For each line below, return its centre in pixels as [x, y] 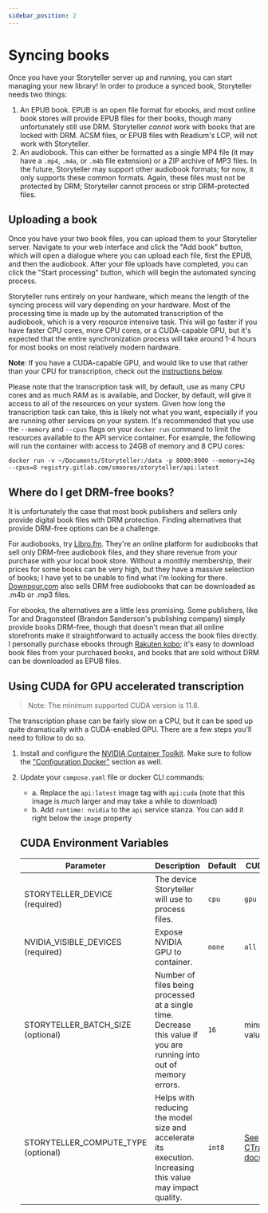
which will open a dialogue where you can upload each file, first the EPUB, [130, 255]
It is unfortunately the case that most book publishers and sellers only [123, 512]
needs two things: [38, 94]
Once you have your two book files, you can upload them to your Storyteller [133, 239]
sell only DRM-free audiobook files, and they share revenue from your [123, 552]
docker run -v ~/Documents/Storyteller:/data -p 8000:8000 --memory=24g [132, 461]
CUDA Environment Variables [94, 843]
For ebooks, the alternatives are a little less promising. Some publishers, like [133, 610]
